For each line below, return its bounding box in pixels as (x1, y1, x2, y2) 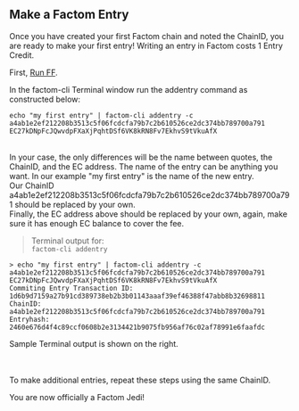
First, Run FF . (9, 67, 58, 78)
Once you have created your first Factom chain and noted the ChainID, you (9, 30, 284, 41)
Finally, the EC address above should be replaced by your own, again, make (9, 209, 288, 219)
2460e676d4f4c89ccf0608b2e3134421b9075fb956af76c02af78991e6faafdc (9, 323, 266, 332)
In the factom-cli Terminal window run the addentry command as (9, 84, 248, 95)
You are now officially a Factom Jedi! (9, 391, 145, 402)
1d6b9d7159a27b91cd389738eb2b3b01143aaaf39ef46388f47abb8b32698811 (9, 292, 266, 300)
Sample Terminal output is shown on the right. (9, 338, 179, 349)
